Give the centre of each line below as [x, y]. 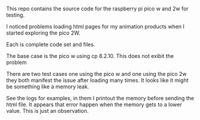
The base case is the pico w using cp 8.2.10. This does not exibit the [90, 56]
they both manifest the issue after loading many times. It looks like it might [98, 80]
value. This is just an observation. [47, 111]
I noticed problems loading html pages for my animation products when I [96, 27]
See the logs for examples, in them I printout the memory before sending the [100, 98]
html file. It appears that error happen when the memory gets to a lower [94, 104]
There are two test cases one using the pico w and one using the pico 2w [96, 74]
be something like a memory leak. [48, 87]
